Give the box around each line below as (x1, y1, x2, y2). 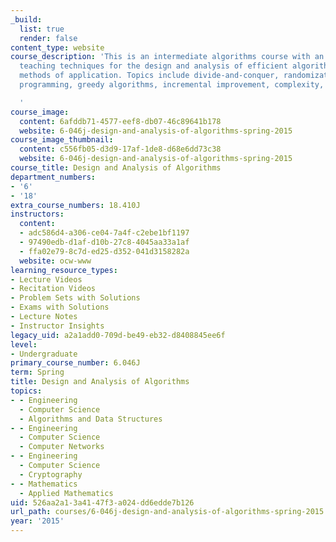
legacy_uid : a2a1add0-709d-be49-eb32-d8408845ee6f (10, 330, 226, 340)
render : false (19, 33, 78, 43)
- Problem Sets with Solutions (10, 293, 141, 303)
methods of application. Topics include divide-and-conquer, (19, 71, 280, 81)
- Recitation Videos (10, 284, 97, 294)
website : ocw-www (19, 256, 92, 266)
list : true (19, 24, 65, 34)
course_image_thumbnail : (10, 135, 114, 145)
